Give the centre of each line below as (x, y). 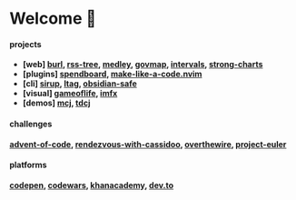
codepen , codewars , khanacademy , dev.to (92, 185)
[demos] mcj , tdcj (56, 103)
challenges (31, 124)
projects (26, 44)
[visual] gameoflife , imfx (70, 94)
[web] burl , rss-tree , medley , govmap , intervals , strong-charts (143, 65)
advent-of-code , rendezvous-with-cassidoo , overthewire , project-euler (148, 144)
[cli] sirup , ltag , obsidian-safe (80, 84)
